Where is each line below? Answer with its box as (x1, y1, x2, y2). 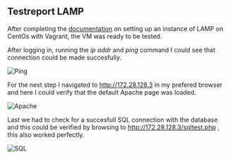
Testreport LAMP (7, 6, 85, 18)
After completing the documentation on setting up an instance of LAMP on (7, 24, 224, 33)
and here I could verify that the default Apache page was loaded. (7, 88, 196, 96)
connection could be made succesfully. (7, 53, 122, 61)
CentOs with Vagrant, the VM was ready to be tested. (7, 32, 162, 40)
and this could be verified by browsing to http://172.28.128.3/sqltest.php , (7, 123, 220, 131)
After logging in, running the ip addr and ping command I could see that (7, 45, 216, 54)
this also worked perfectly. (7, 130, 85, 139)
